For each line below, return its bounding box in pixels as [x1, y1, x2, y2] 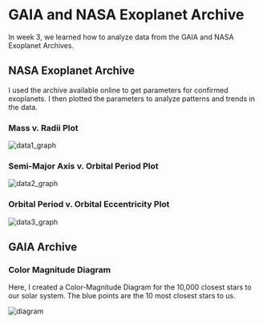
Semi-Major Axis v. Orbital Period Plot [8, 160, 159, 172]
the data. [8, 102, 38, 111]
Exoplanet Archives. [8, 40, 75, 50]
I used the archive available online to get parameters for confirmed [8, 85, 229, 95]
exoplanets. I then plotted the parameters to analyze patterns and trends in [8, 94, 255, 103]
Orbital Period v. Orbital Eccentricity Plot [8, 199, 170, 210]
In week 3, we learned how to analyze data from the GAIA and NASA [8, 32, 234, 42]
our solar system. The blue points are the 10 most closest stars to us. [8, 291, 236, 301]
